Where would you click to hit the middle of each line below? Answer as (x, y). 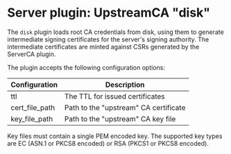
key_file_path (32, 119)
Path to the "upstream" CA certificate (125, 108)
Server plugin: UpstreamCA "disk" (109, 13)
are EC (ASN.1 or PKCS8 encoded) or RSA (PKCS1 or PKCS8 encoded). (108, 143)
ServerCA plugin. (32, 54)
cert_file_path (33, 108)
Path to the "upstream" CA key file (120, 119)
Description (125, 85)
